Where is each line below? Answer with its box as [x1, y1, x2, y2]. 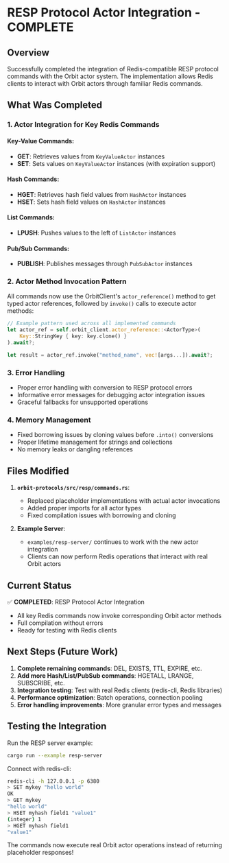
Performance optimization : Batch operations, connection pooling [16, 693, 204, 701]
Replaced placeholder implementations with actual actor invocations [27, 497, 221, 505]
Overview [7, 47, 50, 58]
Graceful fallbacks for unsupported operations [16, 398, 149, 406]
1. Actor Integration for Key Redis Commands [7, 120, 160, 130]
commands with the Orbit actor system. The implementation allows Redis [7, 72, 214, 80]
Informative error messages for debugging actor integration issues [16, 391, 206, 399]
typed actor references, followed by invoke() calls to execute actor [7, 300, 197, 308]
